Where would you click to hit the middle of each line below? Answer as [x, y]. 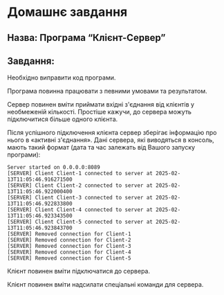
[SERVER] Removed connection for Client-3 [69, 247]
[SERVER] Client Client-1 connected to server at [80, 174]
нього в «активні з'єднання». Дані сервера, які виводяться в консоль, [111, 140]
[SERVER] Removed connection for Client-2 [69, 240]
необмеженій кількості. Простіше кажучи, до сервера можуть [100, 112]
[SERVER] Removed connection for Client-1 [69, 234]
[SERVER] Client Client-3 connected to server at [80, 198]
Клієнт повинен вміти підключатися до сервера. [79, 271]
